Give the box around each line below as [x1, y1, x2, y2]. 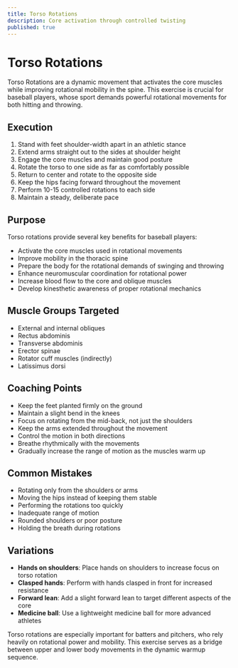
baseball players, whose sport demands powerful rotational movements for [7, 93, 227, 102]
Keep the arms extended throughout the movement [17, 424, 168, 432]
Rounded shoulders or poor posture [17, 516, 123, 525]
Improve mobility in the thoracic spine [17, 254, 129, 262]
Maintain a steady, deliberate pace [17, 193, 119, 202]
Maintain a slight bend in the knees [17, 409, 121, 417]
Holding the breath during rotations [17, 524, 121, 533]
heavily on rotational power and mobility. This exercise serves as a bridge [7, 638, 222, 647]
